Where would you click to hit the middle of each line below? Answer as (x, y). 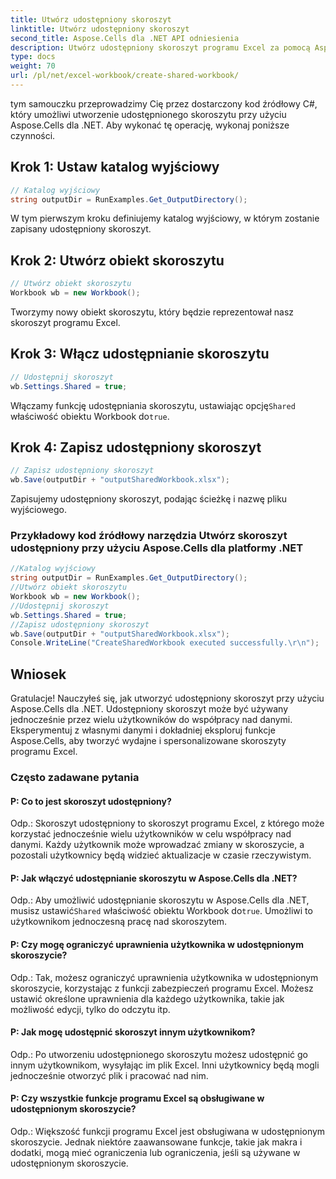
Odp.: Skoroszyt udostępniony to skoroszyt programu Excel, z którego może (167, 823)
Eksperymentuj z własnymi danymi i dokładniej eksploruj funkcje (143, 730)
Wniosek (38, 674)
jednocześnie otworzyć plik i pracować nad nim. (109, 1075)
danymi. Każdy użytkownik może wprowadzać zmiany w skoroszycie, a (157, 845)
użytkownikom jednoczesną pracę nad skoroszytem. (119, 922)
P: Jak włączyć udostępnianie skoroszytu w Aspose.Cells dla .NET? (154, 878)
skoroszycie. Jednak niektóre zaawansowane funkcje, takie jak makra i (156, 1142)
